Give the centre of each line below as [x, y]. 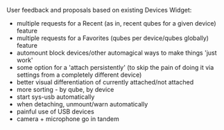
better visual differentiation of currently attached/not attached [105, 82]
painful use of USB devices [55, 111]
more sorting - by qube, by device [65, 90]
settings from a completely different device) [79, 75]
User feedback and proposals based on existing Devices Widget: [99, 10]
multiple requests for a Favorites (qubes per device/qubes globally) [113, 38]
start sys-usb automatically [55, 97]
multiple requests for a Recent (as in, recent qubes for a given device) [116, 23]
